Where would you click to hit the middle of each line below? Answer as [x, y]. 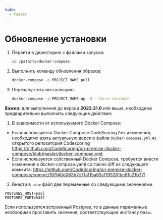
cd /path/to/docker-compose [41, 62]
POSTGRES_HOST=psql [25, 194]
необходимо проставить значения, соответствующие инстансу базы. [78, 212]
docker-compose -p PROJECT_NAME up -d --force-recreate [71, 99]
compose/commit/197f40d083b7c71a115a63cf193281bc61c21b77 [78, 175]
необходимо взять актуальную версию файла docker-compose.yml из [84, 138]
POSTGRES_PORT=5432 [25, 198]
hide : [10, 10]
